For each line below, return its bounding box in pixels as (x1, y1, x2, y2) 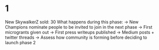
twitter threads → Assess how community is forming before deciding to (5, 34, 147, 40)
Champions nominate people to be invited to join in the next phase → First (5, 24, 153, 30)
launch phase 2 (5, 39, 36, 45)
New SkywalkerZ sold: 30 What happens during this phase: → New (5, 19, 139, 25)
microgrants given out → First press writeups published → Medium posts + (5, 29, 155, 35)
